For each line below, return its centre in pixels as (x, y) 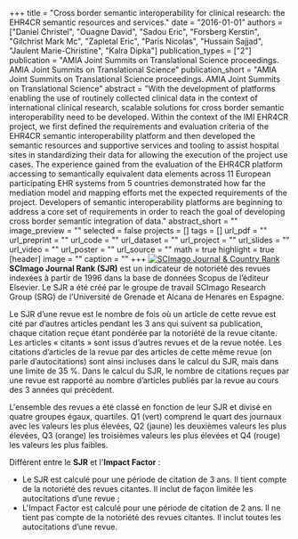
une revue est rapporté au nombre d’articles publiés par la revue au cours (144, 380)
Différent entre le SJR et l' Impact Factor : (85, 462)
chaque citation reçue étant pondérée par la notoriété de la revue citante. (143, 333)
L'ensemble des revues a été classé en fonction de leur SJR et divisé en (141, 407)
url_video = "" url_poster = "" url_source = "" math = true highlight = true (142, 249)
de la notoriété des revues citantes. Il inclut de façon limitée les (137, 489)
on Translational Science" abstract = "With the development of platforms (142, 89)
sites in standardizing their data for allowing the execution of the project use (149, 155)
